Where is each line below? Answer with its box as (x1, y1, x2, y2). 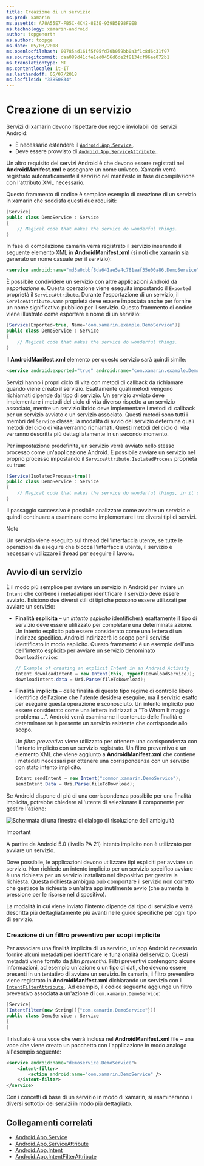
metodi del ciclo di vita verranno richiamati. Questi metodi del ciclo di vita (6, 424, 190, 431)
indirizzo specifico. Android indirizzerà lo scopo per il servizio (15, 633, 170, 641)
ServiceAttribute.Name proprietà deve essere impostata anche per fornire (6, 297, 191, 305)
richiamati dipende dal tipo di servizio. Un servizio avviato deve (6, 392, 165, 399)
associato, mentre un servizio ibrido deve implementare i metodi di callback (6, 404, 195, 412)
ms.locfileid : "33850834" (6, 77, 72, 83)
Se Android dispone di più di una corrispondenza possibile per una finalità (6, 792, 191, 799)
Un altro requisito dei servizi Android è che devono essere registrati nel (6, 159, 185, 167)
